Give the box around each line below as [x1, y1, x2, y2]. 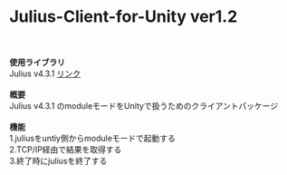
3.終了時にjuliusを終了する [9, 155, 108, 166]
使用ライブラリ [9, 56, 65, 67]
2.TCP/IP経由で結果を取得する [9, 143, 122, 155]
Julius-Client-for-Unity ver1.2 [9, 6, 238, 27]
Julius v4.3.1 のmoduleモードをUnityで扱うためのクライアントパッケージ [9, 100, 279, 111]
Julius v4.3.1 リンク [9, 68, 81, 79]
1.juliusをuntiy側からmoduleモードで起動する [9, 132, 177, 143]
